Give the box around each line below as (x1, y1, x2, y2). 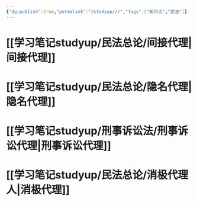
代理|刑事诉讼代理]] (17, 139, 111, 153)
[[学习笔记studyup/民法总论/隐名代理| (6, 81, 192, 94)
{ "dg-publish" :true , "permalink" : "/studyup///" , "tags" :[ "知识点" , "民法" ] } (6, 8, 188, 15)
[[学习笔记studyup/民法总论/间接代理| (6, 36, 192, 49)
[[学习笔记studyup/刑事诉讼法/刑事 (6, 124, 179, 138)
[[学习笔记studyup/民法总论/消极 (6, 168, 168, 182)
